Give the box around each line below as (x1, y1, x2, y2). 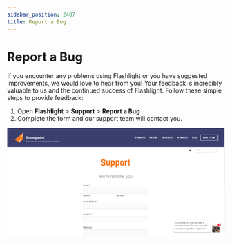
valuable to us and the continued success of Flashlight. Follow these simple (7, 86, 222, 95)
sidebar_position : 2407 (7, 11, 76, 18)
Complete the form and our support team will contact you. (17, 115, 183, 123)
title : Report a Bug (7, 18, 67, 26)
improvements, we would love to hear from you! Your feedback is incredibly (7, 79, 222, 88)
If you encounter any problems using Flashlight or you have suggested (7, 72, 208, 80)
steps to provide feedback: (7, 94, 84, 102)
